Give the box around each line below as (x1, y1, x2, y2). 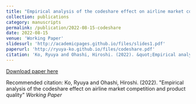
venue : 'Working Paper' (6, 35, 64, 41)
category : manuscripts (6, 19, 61, 25)
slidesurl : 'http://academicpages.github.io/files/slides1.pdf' (6, 41, 166, 47)
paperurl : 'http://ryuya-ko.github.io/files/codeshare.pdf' (6, 46, 156, 52)
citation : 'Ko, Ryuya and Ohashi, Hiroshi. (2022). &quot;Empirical (6, 52, 176, 58)
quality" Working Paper (6, 91, 62, 98)
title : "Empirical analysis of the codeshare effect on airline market (6, 8, 184, 15)
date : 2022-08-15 (6, 30, 48, 36)
